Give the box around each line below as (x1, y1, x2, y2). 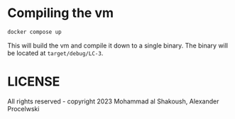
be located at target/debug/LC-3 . (7, 48, 104, 57)
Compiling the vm (7, 5, 114, 21)
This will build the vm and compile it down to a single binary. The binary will (7, 41, 229, 50)
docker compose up (7, 28, 62, 35)
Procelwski (7, 104, 40, 113)
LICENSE (7, 74, 60, 89)
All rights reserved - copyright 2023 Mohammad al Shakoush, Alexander (7, 97, 219, 106)
